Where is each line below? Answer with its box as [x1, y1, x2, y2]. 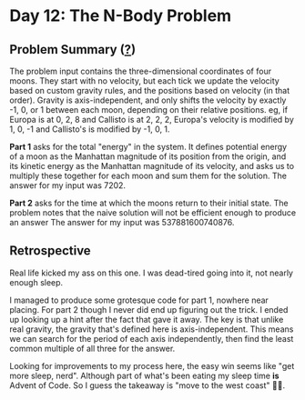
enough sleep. [9, 276, 64, 287]
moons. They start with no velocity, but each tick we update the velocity [9, 75, 280, 86]
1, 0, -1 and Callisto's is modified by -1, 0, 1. [9, 124, 170, 135]
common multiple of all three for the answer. [9, 343, 176, 354]
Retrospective [9, 243, 91, 259]
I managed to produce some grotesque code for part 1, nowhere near [9, 295, 269, 305]
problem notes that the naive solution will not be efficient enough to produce [9, 207, 297, 218]
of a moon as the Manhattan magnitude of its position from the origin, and [9, 151, 287, 162]
